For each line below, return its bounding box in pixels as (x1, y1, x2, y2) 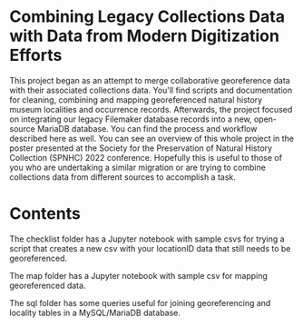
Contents (9, 203, 82, 224)
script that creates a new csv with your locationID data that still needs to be (9, 243, 291, 253)
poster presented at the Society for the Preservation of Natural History (9, 143, 273, 154)
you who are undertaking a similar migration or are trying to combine (9, 162, 266, 173)
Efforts (9, 45, 63, 65)
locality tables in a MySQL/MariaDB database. (9, 307, 181, 318)
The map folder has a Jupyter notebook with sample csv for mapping (9, 270, 268, 281)
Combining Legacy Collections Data (9, 6, 286, 27)
